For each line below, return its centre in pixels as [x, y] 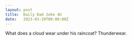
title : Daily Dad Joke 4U [34, 14]
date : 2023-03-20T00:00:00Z [37, 19]
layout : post [19, 10]
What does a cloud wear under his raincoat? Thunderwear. [66, 33]
